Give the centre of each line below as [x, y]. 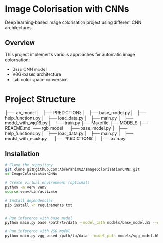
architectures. [19, 27]
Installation [22, 154]
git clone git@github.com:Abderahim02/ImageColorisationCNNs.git [72, 169]
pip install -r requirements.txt [39, 205]
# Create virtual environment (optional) [48, 183]
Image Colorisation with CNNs [67, 9]
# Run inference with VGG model [38, 231]
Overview [20, 43]
